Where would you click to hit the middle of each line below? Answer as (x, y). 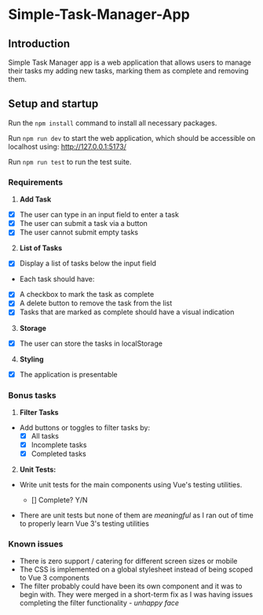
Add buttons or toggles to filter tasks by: (85, 428)
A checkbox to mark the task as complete (87, 295)
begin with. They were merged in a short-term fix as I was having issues (136, 595)
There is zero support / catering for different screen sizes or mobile (128, 561)
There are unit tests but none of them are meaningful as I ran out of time (136, 515)
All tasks (45, 435)
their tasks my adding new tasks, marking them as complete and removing (128, 71)
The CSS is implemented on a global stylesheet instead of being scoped (136, 569)
